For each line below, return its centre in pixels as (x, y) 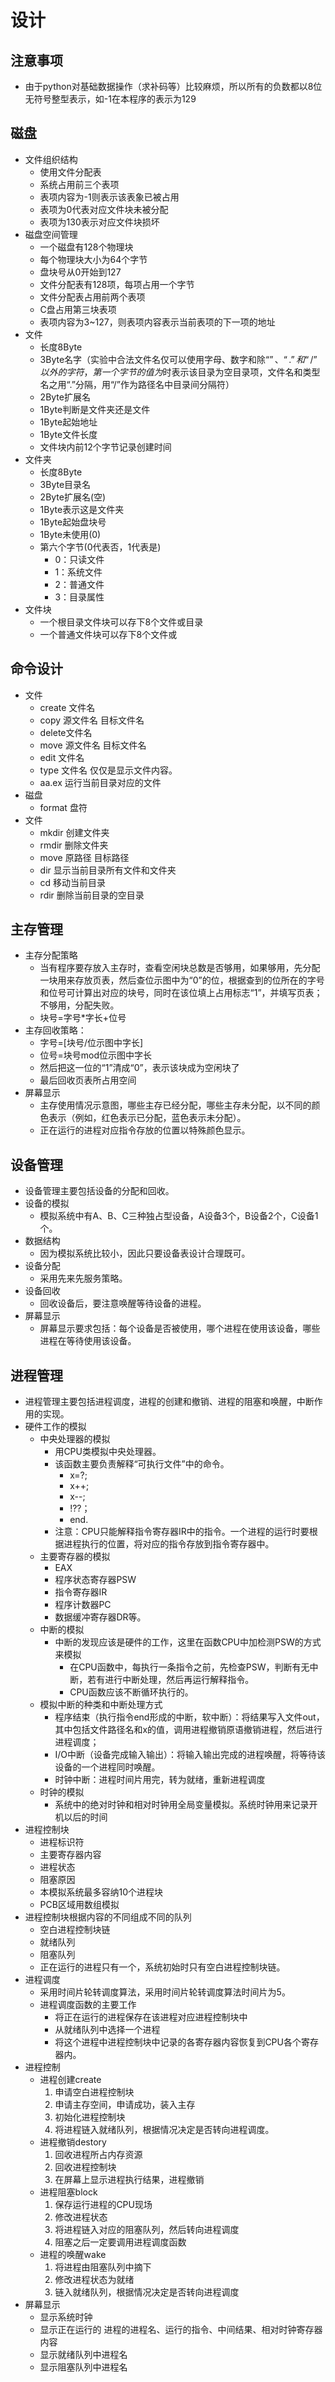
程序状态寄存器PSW (95, 1580)
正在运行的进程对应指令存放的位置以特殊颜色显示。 (145, 1130)
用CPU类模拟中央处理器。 (108, 1452)
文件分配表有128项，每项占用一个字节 (117, 284)
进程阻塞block (68, 2192)
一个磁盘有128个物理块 (86, 247)
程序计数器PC (83, 1605)
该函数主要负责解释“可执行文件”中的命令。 (142, 1464)
